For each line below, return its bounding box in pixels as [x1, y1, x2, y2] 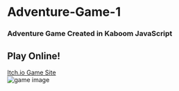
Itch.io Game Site [7, 68, 57, 77]
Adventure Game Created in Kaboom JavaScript [7, 29, 173, 39]
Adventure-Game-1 [7, 4, 121, 20]
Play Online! [7, 50, 61, 62]
